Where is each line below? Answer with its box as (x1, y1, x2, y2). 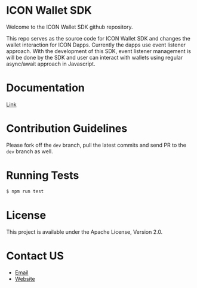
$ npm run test (6, 188, 44, 194)
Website (14, 275, 36, 282)
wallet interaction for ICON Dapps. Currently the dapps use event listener (6, 41, 186, 48)
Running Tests (6, 169, 79, 182)
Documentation (6, 81, 85, 95)
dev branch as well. (6, 147, 53, 155)
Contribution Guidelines (6, 122, 128, 135)
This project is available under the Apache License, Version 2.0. (6, 228, 163, 236)
